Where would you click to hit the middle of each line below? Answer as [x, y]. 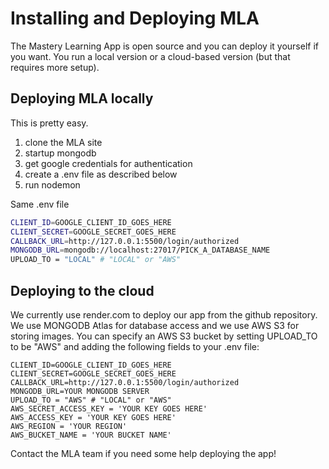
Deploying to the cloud [82, 290]
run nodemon [52, 184]
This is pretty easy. [49, 123]
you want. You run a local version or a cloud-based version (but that [150, 56]
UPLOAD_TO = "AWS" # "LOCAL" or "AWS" [91, 400]
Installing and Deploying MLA [135, 18]
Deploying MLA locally [82, 98]
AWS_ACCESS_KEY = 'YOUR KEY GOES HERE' [93, 417]
